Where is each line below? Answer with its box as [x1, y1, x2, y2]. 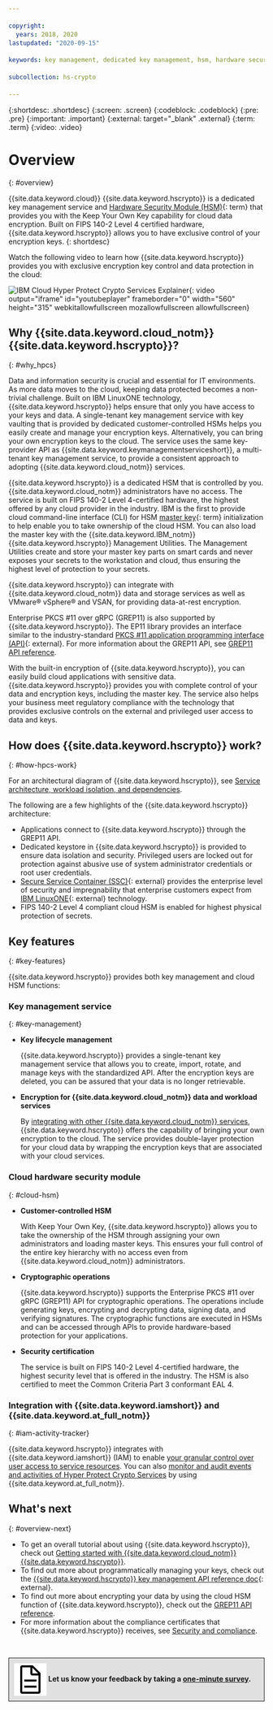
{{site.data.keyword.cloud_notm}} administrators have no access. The [8, 487, 243, 496]
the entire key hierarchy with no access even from [19, 1247, 188, 1257]
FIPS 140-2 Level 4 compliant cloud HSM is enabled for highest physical [19, 903, 262, 912]
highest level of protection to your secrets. [8, 565, 150, 574]
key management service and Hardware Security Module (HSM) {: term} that [8, 201, 263, 211]
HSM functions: [8, 981, 61, 990]
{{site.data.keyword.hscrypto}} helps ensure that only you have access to [8, 402, 255, 412]
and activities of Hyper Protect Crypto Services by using [8, 1470, 197, 1479]
